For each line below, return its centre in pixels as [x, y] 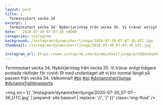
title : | [14, 14]
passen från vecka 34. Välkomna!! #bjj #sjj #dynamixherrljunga [68, 78]
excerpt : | [16, 23]
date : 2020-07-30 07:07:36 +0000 [41, 32]
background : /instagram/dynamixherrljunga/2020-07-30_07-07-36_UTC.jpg [79, 41]
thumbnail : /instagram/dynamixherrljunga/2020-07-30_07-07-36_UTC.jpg [78, 45]
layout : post [18, 9]
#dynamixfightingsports [29, 83]
